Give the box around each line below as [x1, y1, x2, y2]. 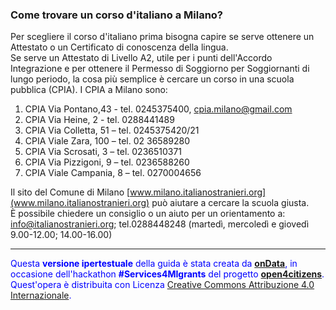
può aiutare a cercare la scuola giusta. [151, 197, 310, 209]
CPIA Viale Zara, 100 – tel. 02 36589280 [24, 135, 191, 147]
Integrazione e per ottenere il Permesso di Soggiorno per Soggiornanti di [10, 63, 310, 75]
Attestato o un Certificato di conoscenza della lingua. [10, 41, 229, 53]
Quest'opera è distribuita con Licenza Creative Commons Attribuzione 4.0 [10, 279, 315, 291]
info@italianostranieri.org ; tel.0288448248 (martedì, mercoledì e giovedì [10, 218, 310, 230]
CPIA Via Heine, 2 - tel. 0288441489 [24, 114, 175, 126]
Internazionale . [10, 289, 72, 302]
